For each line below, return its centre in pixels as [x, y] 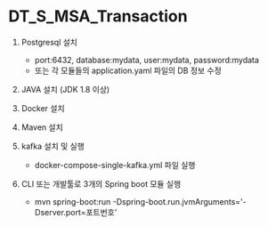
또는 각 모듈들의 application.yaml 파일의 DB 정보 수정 [128, 70]
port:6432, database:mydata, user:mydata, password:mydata [147, 60]
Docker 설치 [43, 108]
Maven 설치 [42, 127]
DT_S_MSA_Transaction [98, 16]
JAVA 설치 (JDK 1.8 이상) [65, 89]
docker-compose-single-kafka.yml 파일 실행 [115, 165]
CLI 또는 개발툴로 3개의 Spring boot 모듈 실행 [101, 183]
